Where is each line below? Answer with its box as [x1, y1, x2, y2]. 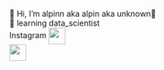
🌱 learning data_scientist [9, 18, 100, 28]
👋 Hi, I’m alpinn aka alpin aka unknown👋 [9, 9, 157, 19]
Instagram [9, 29, 47, 40]
